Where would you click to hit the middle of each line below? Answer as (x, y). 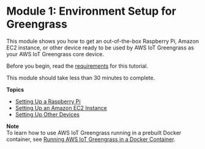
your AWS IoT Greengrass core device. (55, 54)
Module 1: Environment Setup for (91, 11)
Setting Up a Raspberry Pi (48, 101)
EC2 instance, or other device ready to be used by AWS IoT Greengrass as (100, 48)
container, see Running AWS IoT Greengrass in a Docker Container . (91, 139)
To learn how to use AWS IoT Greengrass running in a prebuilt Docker (94, 133)
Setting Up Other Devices (47, 114)
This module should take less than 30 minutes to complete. (81, 78)
